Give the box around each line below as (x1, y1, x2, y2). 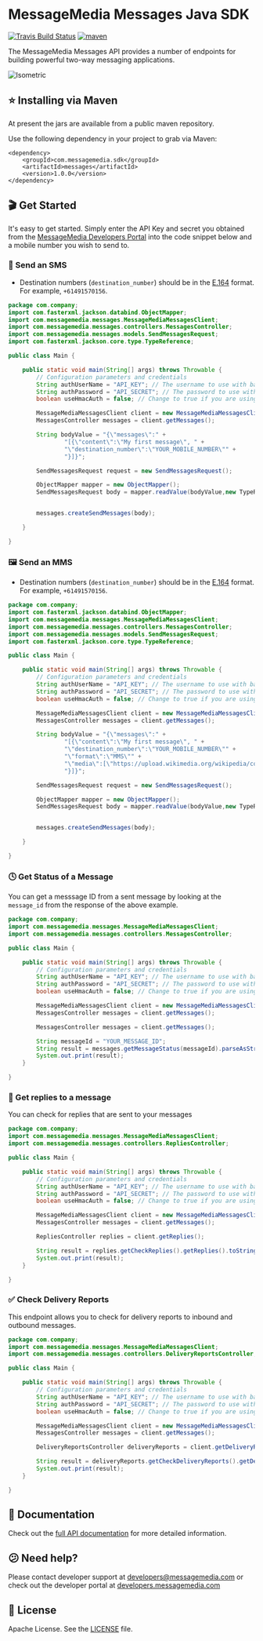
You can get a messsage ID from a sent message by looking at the (8, 892, 222, 902)
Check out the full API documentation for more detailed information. (8, 1529, 227, 1538)
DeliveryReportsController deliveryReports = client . (36, 1443, 215, 1451)
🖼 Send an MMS (8, 556, 73, 567)
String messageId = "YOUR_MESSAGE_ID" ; (36, 1037, 167, 1045)
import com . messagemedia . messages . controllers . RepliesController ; (8, 1140, 229, 1147)
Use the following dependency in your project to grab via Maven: (8, 133, 218, 143)
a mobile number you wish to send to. (8, 240, 130, 250)
